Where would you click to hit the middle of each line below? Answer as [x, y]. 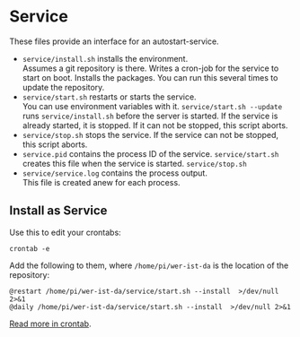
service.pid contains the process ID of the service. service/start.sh [150, 153]
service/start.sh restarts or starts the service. [109, 97]
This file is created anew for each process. [101, 182]
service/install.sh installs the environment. [105, 58]
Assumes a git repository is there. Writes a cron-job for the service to [150, 68]
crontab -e [30, 248]
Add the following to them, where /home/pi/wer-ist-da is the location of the [149, 265]
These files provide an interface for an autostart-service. [114, 41]
